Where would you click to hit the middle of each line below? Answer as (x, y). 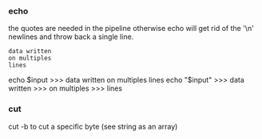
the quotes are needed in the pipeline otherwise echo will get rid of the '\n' (131, 29)
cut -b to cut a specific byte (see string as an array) (93, 126)
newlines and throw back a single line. (71, 37)
